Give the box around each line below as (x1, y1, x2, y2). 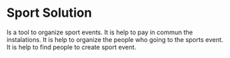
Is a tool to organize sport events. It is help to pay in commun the (6, 28, 193, 36)
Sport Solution (6, 5, 92, 21)
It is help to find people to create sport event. (6, 43, 137, 51)
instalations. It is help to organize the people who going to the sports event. (6, 35, 224, 43)
